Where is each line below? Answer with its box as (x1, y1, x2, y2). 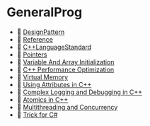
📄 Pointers (16, 50, 47, 59)
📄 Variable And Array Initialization (16, 57, 115, 66)
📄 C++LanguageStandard (16, 42, 92, 51)
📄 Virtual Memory (16, 72, 69, 81)
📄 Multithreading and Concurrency (16, 103, 118, 111)
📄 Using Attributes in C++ (16, 80, 92, 88)
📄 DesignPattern (16, 28, 65, 36)
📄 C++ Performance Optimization (16, 65, 115, 74)
